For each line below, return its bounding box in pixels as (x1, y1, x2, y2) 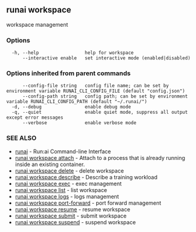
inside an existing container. (15, 161, 85, 168)
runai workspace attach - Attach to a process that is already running (15, 154, 186, 161)
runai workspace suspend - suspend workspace (15, 218, 136, 226)
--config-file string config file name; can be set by (22, 83, 169, 89)
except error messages (6, 114, 64, 121)
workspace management (6, 21, 68, 28)
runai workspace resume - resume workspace (15, 205, 131, 213)
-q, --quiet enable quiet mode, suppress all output (11, 109, 188, 116)
